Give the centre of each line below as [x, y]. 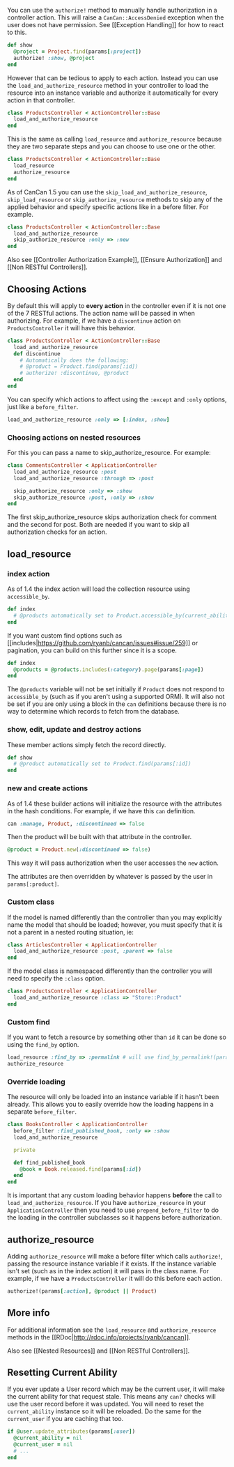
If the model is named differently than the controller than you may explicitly [115, 917]
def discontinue [37, 354]
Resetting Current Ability [62, 1373]
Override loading [37, 1082]
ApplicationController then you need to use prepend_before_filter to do [113, 1210]
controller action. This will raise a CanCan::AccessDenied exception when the [116, 17]
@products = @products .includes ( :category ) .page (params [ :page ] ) [109, 669]
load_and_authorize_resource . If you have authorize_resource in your [107, 1203]
